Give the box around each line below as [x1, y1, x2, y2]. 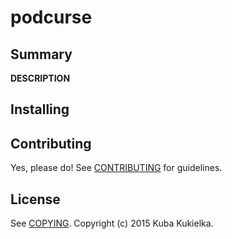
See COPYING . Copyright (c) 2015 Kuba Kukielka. [10, 217, 214, 230]
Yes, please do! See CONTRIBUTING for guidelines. [10, 162, 223, 174]
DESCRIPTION [10, 72, 71, 84]
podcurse [10, 6, 93, 29]
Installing [10, 101, 70, 118]
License [10, 191, 61, 208]
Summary [10, 46, 73, 63]
